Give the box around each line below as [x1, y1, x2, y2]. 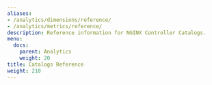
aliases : [7, 10, 32, 17]
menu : [7, 36, 23, 42]
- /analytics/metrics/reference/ [7, 23, 103, 29]
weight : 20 [19, 55, 51, 62]
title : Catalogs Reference [7, 61, 84, 68]
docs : [13, 42, 29, 49]
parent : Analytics [19, 49, 72, 56]
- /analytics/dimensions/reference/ [7, 16, 111, 23]
